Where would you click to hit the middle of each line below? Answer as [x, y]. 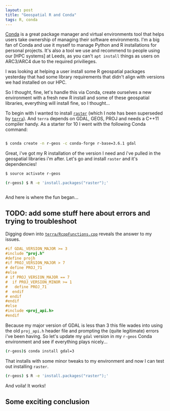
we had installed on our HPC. [36, 82]
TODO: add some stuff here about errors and [78, 213]
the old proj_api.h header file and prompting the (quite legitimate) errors [82, 331]
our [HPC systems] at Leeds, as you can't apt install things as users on [82, 56]
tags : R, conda [22, 20]
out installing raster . [27, 366]
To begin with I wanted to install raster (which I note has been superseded [84, 113]
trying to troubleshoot [41, 221]
